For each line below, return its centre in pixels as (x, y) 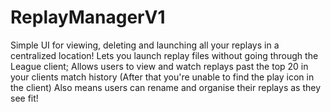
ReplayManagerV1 (88, 17)
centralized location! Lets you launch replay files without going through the (164, 55)
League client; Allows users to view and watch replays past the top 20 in (159, 66)
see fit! (24, 98)
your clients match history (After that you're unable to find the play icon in (162, 77)
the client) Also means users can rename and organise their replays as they (166, 87)
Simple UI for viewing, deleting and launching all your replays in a (145, 45)
